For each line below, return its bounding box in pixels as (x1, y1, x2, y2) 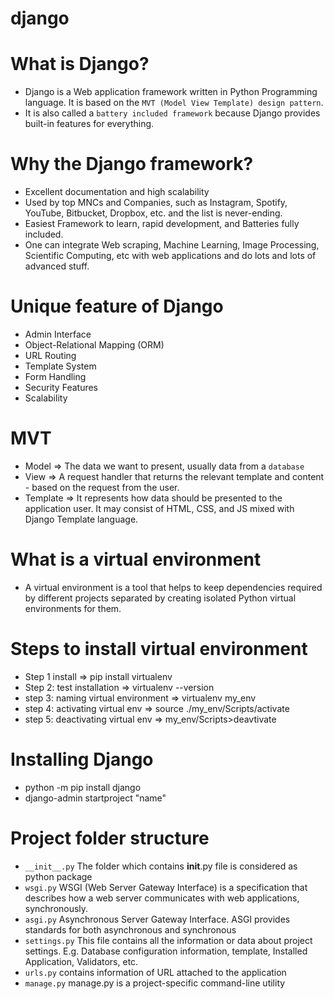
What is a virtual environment (10, 548, 262, 571)
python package (24, 870, 93, 882)
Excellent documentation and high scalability (24, 186, 210, 198)
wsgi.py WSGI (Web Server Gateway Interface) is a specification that (24, 881, 308, 893)
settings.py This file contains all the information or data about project (24, 934, 313, 946)
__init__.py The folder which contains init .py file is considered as (24, 860, 298, 872)
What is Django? (10, 53, 150, 76)
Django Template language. (24, 513, 139, 525)
